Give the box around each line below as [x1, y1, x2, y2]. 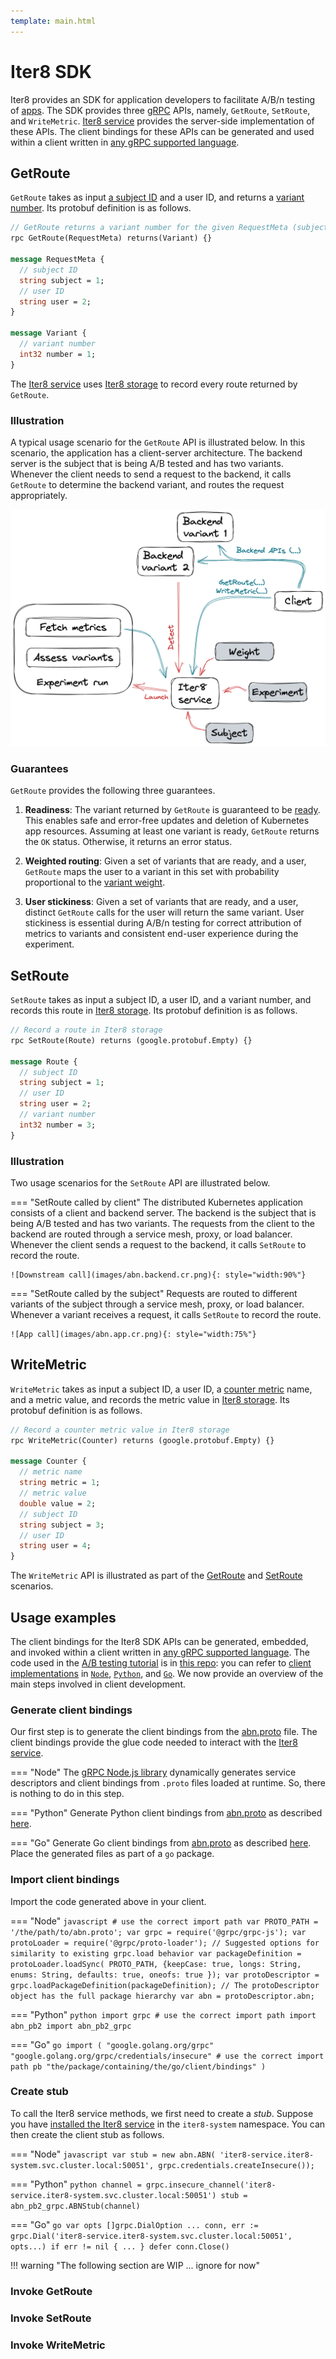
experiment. [24, 938, 75, 950]
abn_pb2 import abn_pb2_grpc [10, 2021, 132, 2031]
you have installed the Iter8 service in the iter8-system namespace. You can [10, 2118, 326, 2130]
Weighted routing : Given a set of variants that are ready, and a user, [24, 855, 307, 867]
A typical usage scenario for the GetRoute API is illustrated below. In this [10, 436, 306, 448]
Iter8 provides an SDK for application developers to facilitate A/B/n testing [10, 93, 316, 105]
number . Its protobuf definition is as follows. [10, 202, 192, 214]
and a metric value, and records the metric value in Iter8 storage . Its [10, 1393, 290, 1405]
